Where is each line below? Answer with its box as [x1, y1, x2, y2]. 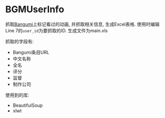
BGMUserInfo [5, 4, 65, 15]
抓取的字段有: [5, 38, 34, 44]
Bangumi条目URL [12, 49, 50, 55]
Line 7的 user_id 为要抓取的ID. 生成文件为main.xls [5, 27, 108, 34]
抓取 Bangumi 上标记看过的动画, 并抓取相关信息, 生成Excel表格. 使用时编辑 [5, 21, 160, 27]
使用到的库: [5, 92, 30, 98]
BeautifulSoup [12, 102, 43, 108]
